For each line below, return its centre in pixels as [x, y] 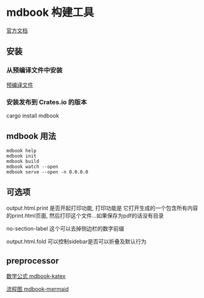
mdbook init [21, 156]
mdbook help [21, 151]
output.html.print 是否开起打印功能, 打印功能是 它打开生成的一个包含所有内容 [102, 208]
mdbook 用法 [31, 137]
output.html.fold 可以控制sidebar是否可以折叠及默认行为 [76, 241]
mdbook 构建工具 [50, 12]
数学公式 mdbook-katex [36, 276]
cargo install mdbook [33, 116]
